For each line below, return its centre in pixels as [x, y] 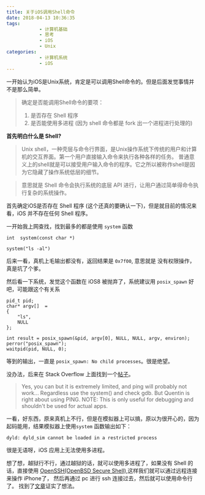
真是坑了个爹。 [25, 268]
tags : [13, 23]
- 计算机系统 [53, 58]
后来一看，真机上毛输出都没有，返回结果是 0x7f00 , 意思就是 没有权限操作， [101, 260]
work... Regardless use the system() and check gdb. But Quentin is [106, 393]
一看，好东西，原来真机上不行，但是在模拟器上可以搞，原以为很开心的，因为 [103, 418]
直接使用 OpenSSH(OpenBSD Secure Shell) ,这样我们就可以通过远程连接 [107, 470]
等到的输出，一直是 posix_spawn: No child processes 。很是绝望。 [90, 361]
